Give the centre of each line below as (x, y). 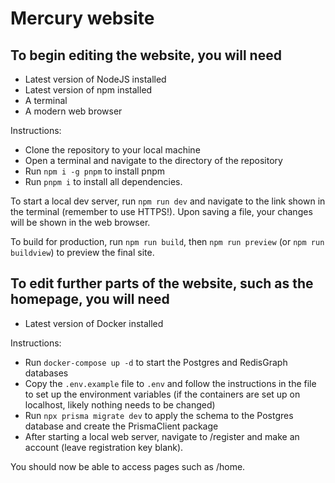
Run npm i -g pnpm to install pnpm (95, 171)
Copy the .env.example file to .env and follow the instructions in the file (170, 383)
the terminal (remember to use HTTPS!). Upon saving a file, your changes (161, 211)
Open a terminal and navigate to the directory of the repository (153, 160)
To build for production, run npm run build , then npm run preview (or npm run (167, 241)
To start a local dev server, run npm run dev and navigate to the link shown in (168, 201)
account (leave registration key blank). (104, 447)
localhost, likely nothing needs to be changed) (120, 404)
